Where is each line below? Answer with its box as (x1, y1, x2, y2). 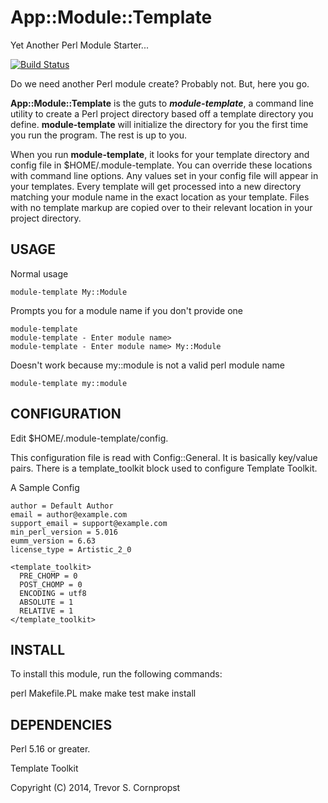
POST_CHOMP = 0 (19, 579, 83, 590)
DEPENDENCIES (10, 716, 113, 733)
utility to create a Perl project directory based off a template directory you (10, 107, 314, 120)
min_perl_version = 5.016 (10, 527, 118, 537)
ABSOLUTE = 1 (19, 597, 74, 607)
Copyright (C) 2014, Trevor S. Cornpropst (10, 782, 181, 794)
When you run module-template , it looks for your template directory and (10, 148, 310, 160)
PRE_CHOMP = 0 (19, 571, 78, 581)
